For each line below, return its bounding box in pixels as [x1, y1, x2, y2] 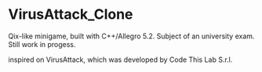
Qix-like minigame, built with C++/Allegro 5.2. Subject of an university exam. [8, 31, 255, 41]
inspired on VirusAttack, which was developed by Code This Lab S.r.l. [8, 55, 233, 64]
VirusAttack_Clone [8, 5, 133, 23]
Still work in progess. [8, 39, 76, 49]
